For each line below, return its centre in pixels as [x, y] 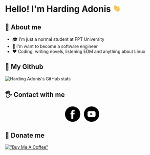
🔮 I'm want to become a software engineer [55, 46]
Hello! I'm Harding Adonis [58, 9]
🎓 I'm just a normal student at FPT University [58, 39]
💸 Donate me [25, 136]
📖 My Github [24, 67]
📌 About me [23, 27]
